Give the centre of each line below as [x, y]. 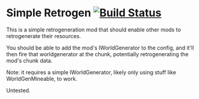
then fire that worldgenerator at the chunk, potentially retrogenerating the [97, 54]
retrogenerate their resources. [44, 36]
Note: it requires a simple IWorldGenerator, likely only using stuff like [91, 72]
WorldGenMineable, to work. [42, 78]
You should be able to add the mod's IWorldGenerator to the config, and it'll [100, 48]
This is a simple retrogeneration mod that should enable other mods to [93, 30]
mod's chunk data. [30, 60]
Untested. [18, 90]
